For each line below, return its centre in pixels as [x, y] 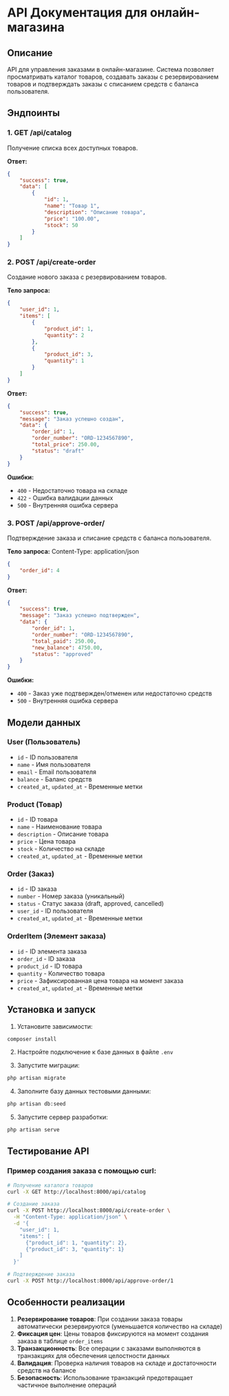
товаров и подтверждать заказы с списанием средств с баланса [103, 84]
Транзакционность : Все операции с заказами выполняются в [109, 1348]
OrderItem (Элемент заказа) [57, 936]
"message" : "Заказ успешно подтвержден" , [79, 616]
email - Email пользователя [57, 772]
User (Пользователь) [44, 742]
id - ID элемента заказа [52, 951]
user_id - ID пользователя [55, 911]
